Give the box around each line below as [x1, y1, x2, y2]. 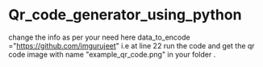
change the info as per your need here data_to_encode [8, 32, 191, 42]
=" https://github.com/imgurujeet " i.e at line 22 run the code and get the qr [8, 40, 256, 50]
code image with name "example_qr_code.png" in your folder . [8, 49, 216, 59]
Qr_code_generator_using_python [8, 6, 242, 24]
